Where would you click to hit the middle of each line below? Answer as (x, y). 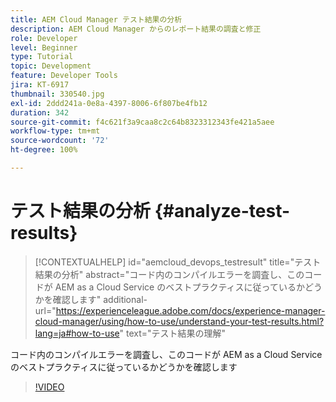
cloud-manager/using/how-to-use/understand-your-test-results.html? (179, 321)
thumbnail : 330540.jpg (57, 94)
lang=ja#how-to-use (77, 333)
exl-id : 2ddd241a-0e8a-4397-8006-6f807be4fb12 (109, 103)
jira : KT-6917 (40, 85)
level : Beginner (44, 47)
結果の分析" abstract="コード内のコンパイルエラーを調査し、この (169, 274)
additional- (125, 299)
